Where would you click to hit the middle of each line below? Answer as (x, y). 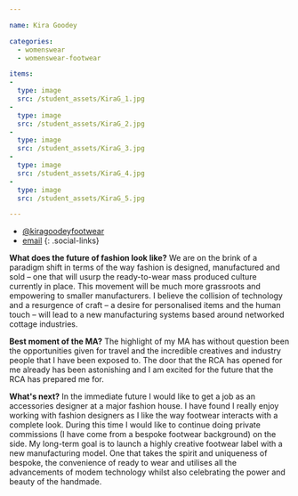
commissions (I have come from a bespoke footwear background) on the (143, 435)
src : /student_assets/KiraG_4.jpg (81, 173)
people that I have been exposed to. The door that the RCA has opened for (146, 361)
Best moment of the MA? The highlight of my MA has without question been (149, 342)
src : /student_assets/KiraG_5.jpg (81, 198)
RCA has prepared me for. (57, 379)
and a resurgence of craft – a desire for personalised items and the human (145, 305)
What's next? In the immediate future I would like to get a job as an (133, 396)
